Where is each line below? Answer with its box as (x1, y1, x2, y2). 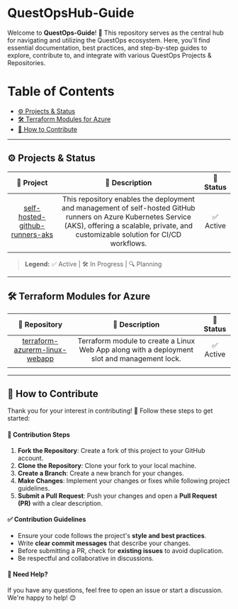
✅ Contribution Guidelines (7, 515, 86, 524)
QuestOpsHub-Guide (7, 5, 135, 21)
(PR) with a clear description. (17, 498, 103, 508)
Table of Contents (7, 84, 115, 100)
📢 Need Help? (7, 570, 48, 579)
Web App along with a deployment (79, 345, 193, 354)
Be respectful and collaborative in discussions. (17, 554, 154, 562)
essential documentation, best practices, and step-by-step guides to (7, 43, 208, 52)
